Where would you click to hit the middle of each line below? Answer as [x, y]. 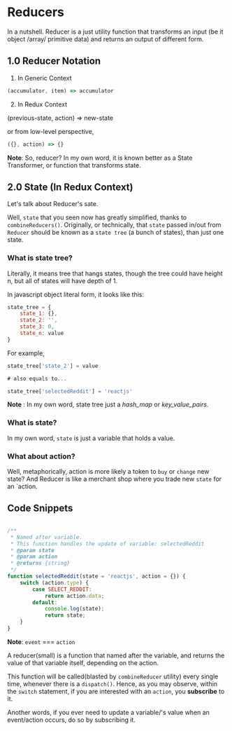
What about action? [41, 456]
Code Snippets [40, 508]
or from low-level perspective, [51, 131]
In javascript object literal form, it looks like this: [76, 294]
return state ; [65, 615]
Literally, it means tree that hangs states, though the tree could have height [115, 273]
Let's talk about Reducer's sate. [53, 204]
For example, [26, 353]
